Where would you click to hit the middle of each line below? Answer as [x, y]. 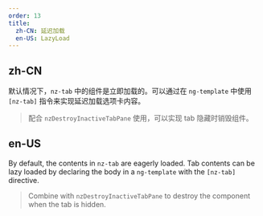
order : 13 [25, 16]
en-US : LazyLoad [43, 38]
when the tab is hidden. [67, 204]
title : [19, 23]
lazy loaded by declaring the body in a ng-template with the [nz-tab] [122, 171]
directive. [24, 180]
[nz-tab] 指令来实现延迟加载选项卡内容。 [77, 101]
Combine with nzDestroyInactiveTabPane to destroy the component [139, 196]
